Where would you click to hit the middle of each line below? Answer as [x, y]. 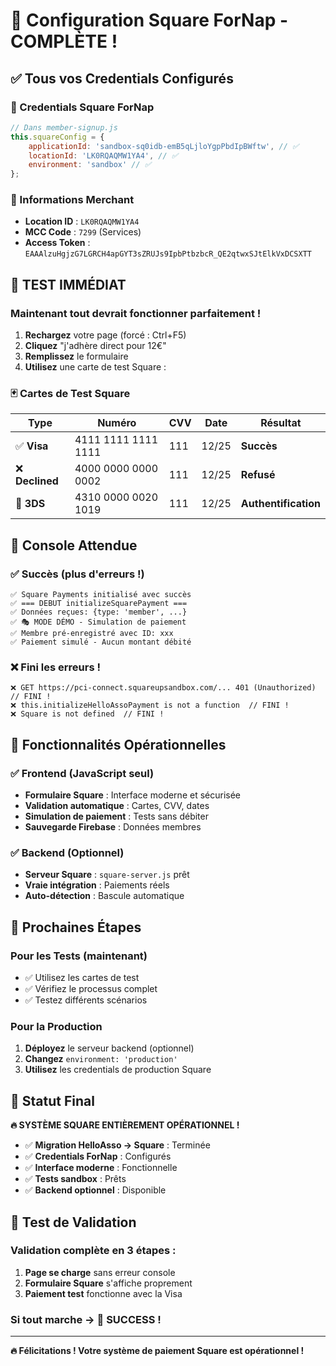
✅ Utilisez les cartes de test [82, 978]
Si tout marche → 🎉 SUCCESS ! [86, 1319]
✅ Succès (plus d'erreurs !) [77, 574]
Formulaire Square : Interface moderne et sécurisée [132, 795]
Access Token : [57, 243]
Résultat [281, 423]
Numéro [117, 423]
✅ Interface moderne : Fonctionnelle [101, 1168]
